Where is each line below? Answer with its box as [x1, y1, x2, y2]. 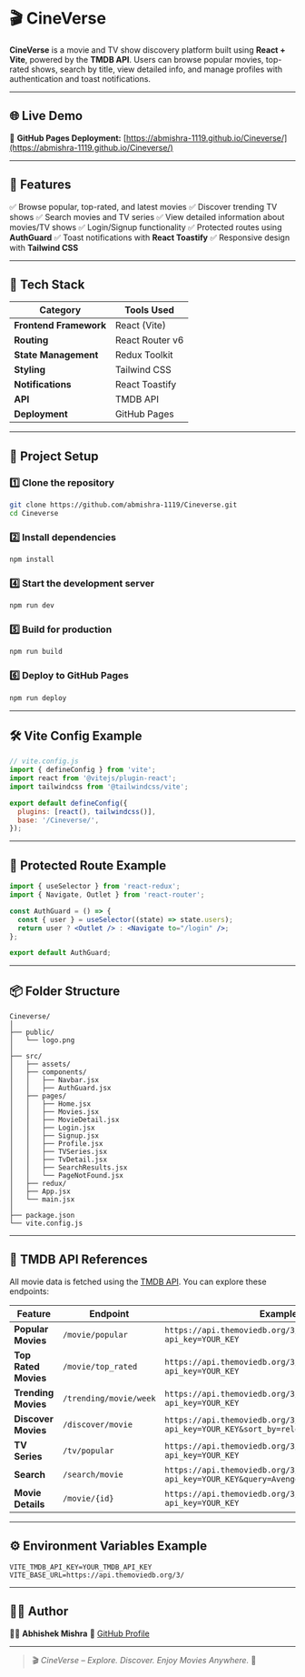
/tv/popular [62, 1445, 114, 1456]
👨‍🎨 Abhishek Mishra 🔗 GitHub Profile [9, 1628, 150, 1639]
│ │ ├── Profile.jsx [9, 1140, 103, 1149]
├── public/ [9, 1028, 54, 1038]
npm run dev [9, 601, 54, 610]
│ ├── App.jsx [9, 1187, 71, 1197]
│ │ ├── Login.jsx [9, 1123, 95, 1133]
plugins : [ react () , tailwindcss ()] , [17, 807, 156, 816]
